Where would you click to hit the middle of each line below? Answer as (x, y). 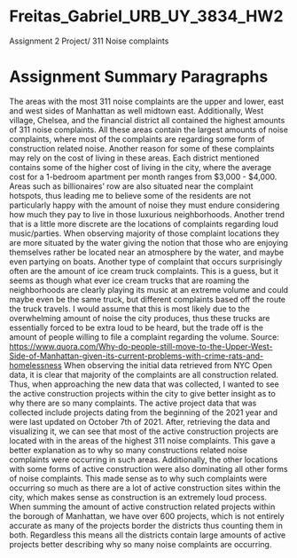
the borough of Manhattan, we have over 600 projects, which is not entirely (147, 515)
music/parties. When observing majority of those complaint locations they (145, 233)
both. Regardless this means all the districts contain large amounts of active (148, 535)
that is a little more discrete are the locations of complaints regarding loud (144, 224)
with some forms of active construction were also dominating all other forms (148, 468)
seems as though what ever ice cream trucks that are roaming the (129, 280)
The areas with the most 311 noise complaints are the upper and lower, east (147, 101)
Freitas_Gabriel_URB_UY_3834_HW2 (146, 16)
